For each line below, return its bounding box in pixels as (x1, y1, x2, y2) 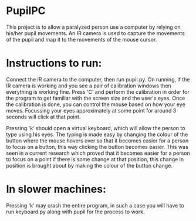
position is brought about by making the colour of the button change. (6, 162, 173, 169)
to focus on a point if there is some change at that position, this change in (6, 155, 184, 162)
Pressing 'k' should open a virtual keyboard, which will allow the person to (6, 124, 185, 131)
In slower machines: (6, 183, 107, 196)
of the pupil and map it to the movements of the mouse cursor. (6, 36, 157, 43)
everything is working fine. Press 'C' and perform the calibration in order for (6, 88, 190, 95)
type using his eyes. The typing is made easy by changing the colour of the (6, 131, 188, 138)
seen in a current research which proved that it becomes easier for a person (6, 149, 190, 157)
